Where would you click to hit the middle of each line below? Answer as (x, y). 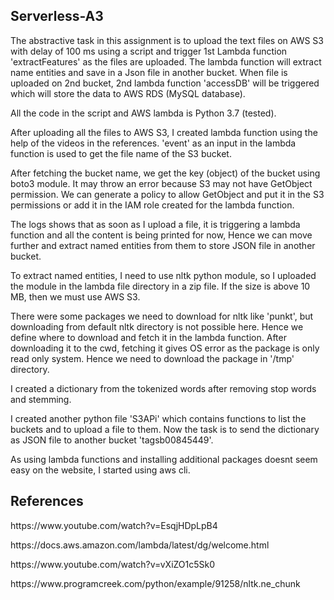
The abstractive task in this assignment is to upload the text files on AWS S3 (167, 40)
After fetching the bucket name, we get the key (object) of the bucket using (165, 173)
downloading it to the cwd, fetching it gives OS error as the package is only (165, 348)
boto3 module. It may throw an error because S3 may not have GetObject (161, 183)
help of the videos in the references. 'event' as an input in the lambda (153, 143)
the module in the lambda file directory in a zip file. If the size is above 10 (160, 286)
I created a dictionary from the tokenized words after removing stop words (163, 388)
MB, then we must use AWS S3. (75, 296)
